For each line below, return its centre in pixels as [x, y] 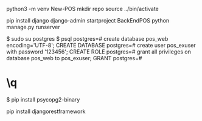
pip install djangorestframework [46, 111]
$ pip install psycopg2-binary [43, 99]
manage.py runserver [33, 27]
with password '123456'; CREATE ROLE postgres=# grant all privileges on [99, 52]
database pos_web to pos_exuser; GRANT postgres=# [74, 58]
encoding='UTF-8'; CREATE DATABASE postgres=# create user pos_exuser [101, 45]
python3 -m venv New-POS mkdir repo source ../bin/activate [83, 9]
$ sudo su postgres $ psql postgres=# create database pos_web [87, 39]
